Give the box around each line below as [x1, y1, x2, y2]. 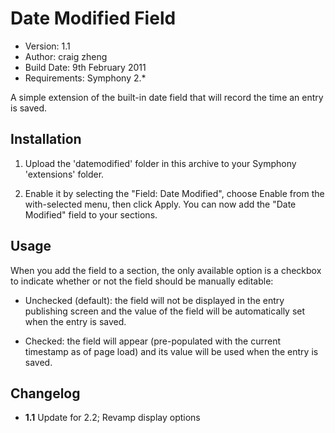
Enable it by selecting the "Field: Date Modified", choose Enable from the [24, 187, 325, 199]
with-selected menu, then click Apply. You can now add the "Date [24, 198, 297, 210]
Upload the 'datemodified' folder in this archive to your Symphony [24, 157, 297, 169]
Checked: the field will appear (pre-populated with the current [24, 335, 281, 347]
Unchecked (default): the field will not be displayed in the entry [24, 294, 285, 306]
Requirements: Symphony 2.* [24, 72, 147, 84]
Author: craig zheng [24, 50, 108, 62]
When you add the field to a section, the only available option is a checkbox [10, 264, 322, 276]
